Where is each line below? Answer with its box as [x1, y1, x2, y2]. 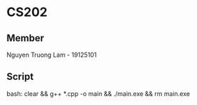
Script [6, 71, 34, 83]
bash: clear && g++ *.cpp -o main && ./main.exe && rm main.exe [6, 89, 190, 98]
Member [6, 32, 45, 44]
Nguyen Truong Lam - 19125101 [6, 50, 97, 59]
